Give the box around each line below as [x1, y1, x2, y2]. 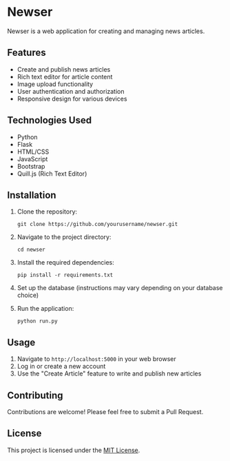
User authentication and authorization [17, 87, 125, 95]
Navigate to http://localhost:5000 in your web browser [17, 355, 177, 363]
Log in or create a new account [17, 362, 106, 371]
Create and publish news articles [17, 65, 111, 73]
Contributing [7, 389, 63, 401]
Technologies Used [7, 114, 92, 126]
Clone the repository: [17, 207, 78, 216]
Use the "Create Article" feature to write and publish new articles [17, 369, 202, 378]
